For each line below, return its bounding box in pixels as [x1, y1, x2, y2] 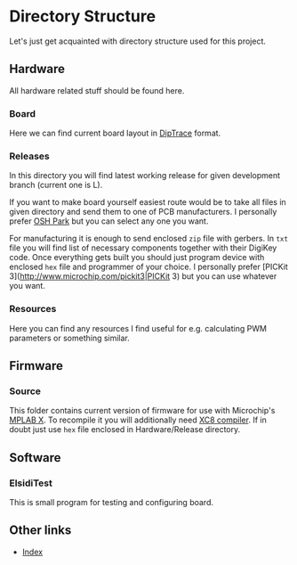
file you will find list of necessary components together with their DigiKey [9, 242, 277, 253]
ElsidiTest [9, 477, 53, 489]
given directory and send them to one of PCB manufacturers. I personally [9, 207, 277, 217]
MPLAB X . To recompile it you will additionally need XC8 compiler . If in [9, 414, 267, 425]
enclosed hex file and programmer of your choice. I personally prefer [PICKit [9, 261, 289, 273]
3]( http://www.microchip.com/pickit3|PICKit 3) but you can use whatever [9, 271, 277, 282]
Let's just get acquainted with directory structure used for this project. [9, 36, 267, 46]
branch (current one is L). [9, 180, 103, 191]
